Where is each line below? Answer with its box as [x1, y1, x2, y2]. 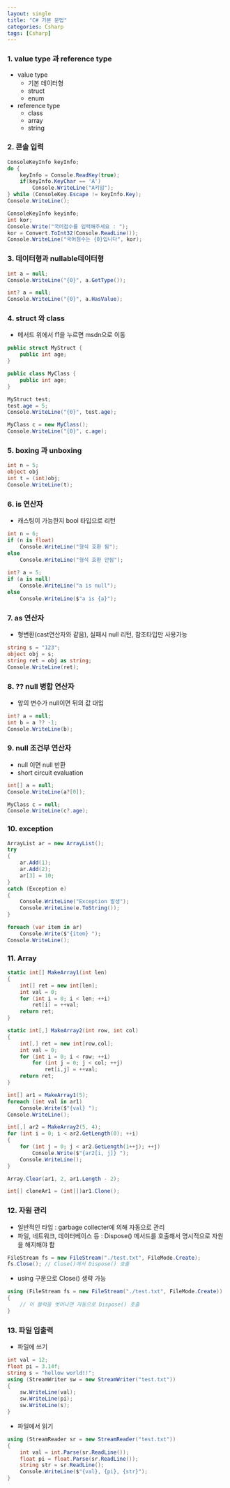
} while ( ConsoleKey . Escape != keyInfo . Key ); [7, 191, 141, 198]
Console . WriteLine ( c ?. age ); [7, 808, 89, 814]
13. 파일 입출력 [7, 1325, 54, 1335]
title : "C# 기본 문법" [7, 17, 68, 24]
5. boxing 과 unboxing [7, 445, 82, 455]
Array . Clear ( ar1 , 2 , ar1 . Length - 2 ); [7, 1175, 120, 1182]
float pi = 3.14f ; [7, 1362, 61, 1370]
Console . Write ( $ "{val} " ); [20, 1104, 98, 1112]
